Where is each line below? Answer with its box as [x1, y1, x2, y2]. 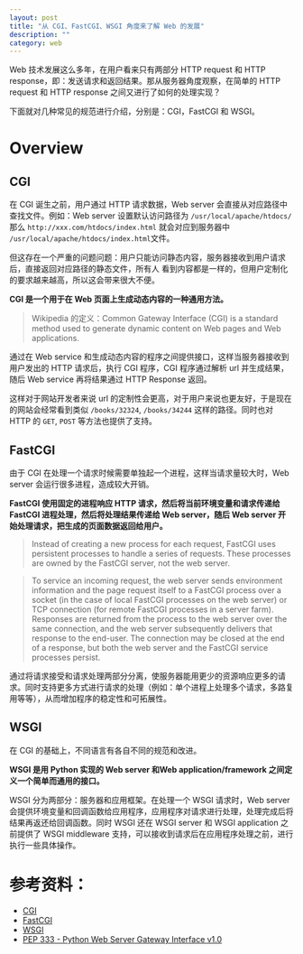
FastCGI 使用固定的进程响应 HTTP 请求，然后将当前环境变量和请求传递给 [9, 498, 281, 509]
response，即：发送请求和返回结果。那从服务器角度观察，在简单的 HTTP [9, 76, 281, 87]
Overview [9, 138, 84, 159]
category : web [9, 38, 63, 48]
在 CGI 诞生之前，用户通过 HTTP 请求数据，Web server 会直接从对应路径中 [9, 199, 289, 210]
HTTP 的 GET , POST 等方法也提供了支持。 [9, 416, 158, 427]
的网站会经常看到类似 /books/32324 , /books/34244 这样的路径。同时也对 [9, 404, 273, 415]
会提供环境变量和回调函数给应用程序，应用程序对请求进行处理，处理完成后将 [9, 805, 294, 817]
